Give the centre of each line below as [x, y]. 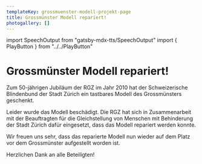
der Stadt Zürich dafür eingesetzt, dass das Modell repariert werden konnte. [101, 125]
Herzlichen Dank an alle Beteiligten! [50, 155]
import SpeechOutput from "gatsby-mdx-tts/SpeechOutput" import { [92, 40]
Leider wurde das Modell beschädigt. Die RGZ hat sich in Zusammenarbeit [99, 112]
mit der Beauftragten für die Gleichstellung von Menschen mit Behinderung [100, 119]
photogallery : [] [28, 23]
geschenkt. [20, 101]
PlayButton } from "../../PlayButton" [50, 46]
